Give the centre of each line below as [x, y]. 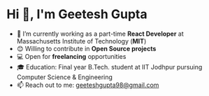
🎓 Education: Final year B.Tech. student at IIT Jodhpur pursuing [109, 67]
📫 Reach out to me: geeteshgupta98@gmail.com [88, 85]
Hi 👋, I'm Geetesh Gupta [77, 14]
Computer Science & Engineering [65, 77]
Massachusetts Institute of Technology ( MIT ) [81, 41]
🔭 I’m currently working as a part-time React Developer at [100, 34]
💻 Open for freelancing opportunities [71, 56]
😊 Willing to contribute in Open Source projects [86, 48]
